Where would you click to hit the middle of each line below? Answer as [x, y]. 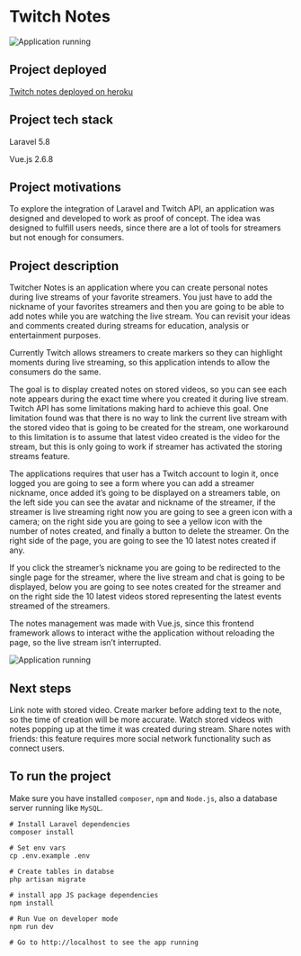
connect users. [37, 748]
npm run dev [31, 926]
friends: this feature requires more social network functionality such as [140, 739]
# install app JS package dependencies [84, 895]
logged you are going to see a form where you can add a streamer [132, 483]
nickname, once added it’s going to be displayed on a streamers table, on [145, 493]
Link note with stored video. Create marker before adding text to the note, [146, 710]
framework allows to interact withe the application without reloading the [142, 633]
